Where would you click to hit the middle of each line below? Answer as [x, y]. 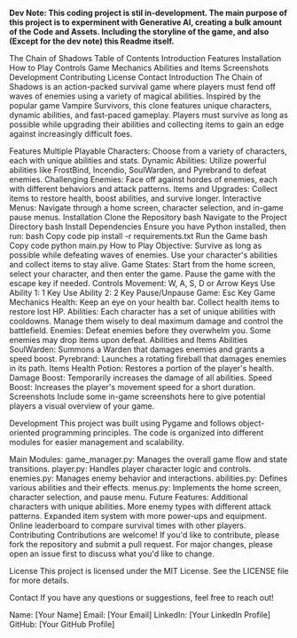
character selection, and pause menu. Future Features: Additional [129, 497]
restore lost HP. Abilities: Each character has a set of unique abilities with [143, 311]
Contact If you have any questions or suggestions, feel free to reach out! [142, 598]
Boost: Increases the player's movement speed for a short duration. [133, 387]
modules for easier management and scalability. [97, 442]
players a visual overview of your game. [82, 406]
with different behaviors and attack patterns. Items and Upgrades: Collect [143, 189]
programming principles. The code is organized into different [152, 433]
